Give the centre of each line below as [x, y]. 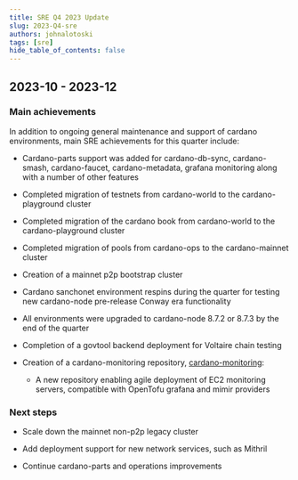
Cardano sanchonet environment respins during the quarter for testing [151, 291]
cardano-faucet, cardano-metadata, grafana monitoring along [164, 167]
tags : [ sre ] [31, 42]
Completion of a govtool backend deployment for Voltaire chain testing [152, 345]
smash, [36, 167]
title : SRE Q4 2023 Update [59, 17]
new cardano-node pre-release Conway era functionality [126, 301]
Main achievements [52, 112]
